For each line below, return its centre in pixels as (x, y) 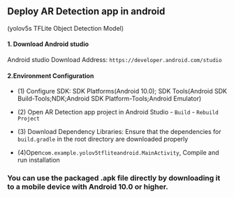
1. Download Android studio (48, 44)
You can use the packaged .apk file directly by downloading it (114, 178)
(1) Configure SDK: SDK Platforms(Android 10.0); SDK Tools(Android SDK (122, 91)
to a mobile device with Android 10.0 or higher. (88, 187)
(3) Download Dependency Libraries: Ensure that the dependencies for (119, 132)
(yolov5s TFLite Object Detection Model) (66, 28)
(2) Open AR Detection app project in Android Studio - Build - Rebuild (118, 112)
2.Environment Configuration (51, 75)
